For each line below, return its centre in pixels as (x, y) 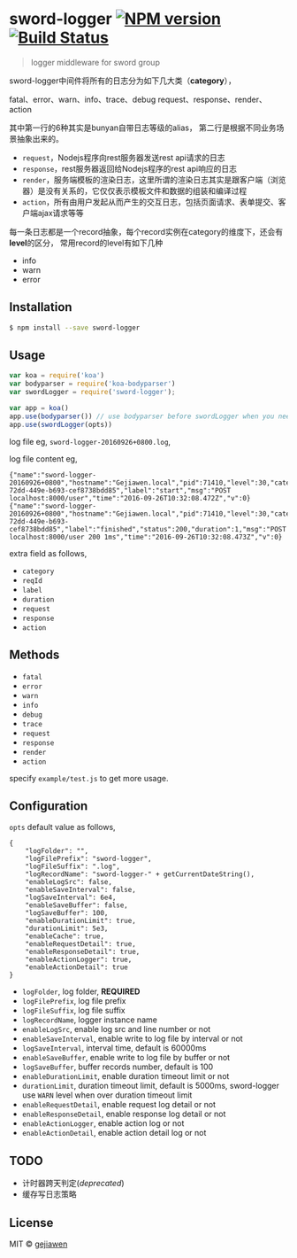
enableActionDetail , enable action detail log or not (114, 1133)
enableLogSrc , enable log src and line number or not (116, 1029)
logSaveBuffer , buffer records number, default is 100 (118, 1067)
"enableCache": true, (65, 936)
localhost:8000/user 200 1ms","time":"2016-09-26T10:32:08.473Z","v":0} (146, 537)
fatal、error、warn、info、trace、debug (83, 99)
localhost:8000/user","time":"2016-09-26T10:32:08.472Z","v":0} (130, 498)
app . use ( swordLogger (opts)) (61, 424)
